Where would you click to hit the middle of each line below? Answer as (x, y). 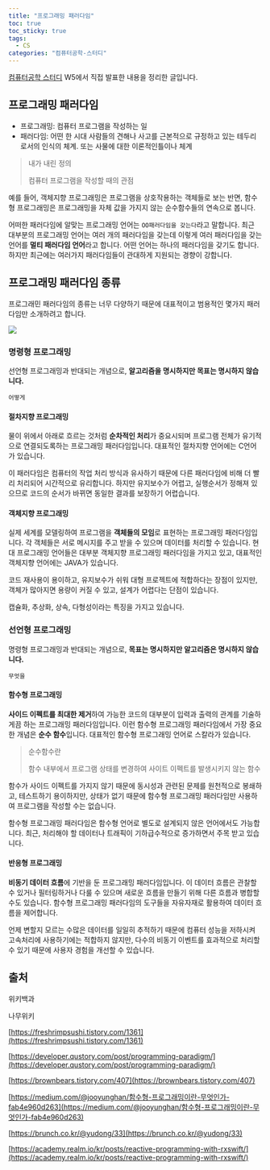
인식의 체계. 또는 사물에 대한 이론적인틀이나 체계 (117, 146)
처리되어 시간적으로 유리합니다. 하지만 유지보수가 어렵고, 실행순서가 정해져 (133, 483)
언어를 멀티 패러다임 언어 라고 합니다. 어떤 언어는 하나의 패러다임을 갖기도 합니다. (134, 245)
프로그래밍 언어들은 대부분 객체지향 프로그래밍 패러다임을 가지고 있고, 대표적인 (139, 553)
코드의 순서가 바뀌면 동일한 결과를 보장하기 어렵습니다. (114, 493)
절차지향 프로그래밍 (39, 417)
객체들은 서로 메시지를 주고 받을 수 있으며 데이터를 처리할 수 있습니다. (142, 543)
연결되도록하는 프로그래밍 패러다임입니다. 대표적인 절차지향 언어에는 (130, 446)
